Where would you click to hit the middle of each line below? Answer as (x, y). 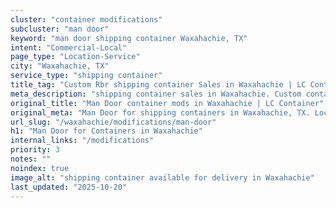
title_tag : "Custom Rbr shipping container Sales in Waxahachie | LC (158, 85)
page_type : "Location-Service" (75, 57)
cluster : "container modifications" (86, 19)
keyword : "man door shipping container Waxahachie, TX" (129, 38)
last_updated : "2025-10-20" (69, 187)
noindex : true (40, 168)
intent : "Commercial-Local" (69, 47)
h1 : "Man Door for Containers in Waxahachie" (106, 131)
